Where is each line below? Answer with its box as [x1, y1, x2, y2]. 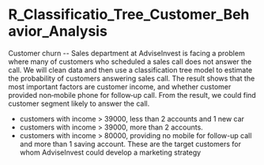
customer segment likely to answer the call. [8, 99, 150, 108]
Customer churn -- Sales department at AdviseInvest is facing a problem [8, 48, 245, 58]
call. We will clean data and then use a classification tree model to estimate [8, 65, 253, 74]
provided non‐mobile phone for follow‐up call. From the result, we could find [8, 90, 257, 99]
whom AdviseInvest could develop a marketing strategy [19, 148, 202, 157]
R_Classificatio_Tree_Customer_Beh [8, 6, 250, 24]
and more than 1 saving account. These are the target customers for [19, 139, 241, 148]
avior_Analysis [8, 22, 108, 40]
